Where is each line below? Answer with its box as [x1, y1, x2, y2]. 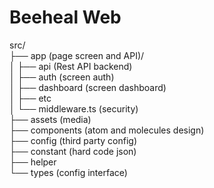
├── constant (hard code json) [9, 145, 137, 157]
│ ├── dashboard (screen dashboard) [9, 81, 167, 93]
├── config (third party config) [9, 134, 138, 146]
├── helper [9, 156, 57, 168]
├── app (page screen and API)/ [9, 49, 145, 61]
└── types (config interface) [9, 166, 128, 178]
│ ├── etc [9, 92, 52, 104]
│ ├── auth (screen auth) [9, 71, 115, 83]
